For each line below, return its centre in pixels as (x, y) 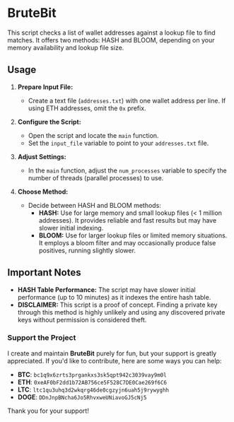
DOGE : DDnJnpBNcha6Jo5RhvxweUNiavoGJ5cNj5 (82, 397)
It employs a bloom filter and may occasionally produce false (127, 242)
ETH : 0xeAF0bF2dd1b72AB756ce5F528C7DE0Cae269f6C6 (92, 382)
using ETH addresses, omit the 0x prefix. (87, 108)
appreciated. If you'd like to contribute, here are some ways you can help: (115, 361)
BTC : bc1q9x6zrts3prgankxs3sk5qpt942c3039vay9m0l (92, 374)
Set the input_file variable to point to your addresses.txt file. (118, 143)
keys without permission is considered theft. (82, 320)
